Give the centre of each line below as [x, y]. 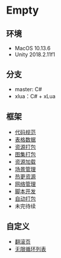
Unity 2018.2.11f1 [35, 54]
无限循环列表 [30, 249]
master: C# [28, 89]
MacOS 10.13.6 [33, 48]
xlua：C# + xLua [35, 96]
